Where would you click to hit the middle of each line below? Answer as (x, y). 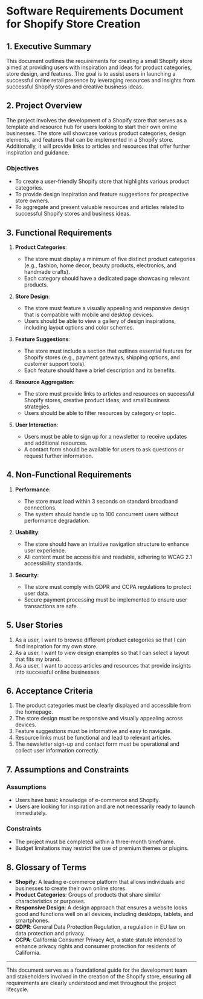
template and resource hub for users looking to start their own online (92, 127)
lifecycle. (18, 989)
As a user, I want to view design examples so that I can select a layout (102, 652)
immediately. (31, 813)
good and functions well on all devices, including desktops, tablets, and (104, 914)
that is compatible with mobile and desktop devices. (89, 314)
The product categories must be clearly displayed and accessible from (103, 705)
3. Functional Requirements (59, 232)
